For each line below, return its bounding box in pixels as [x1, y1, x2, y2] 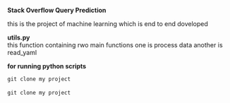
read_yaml [7, 49, 37, 56]
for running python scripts [7, 62, 87, 70]
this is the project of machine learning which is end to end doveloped [7, 20, 208, 28]
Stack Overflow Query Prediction [7, 6, 107, 14]
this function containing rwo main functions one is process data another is [7, 41, 224, 49]
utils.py [7, 33, 30, 42]
